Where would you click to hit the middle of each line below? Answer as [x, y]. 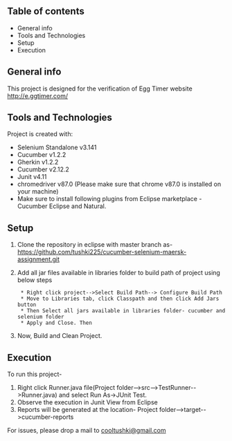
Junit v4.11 [32, 177]
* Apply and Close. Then [56, 323]
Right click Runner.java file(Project [66, 388]
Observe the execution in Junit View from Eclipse [87, 402]
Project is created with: [40, 134]
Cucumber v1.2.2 [42, 155]
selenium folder [41, 317]
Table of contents [46, 11]
